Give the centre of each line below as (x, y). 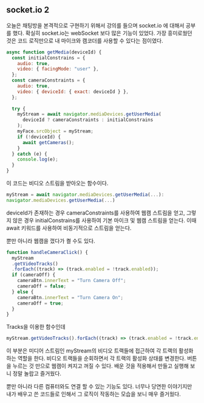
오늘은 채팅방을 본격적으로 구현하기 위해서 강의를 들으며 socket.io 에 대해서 (95, 25)
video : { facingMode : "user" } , (58, 69)
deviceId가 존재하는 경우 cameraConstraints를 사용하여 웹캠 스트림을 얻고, (96, 213)
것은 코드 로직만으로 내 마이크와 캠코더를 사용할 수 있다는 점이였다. (85, 40)
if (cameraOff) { (34, 275)
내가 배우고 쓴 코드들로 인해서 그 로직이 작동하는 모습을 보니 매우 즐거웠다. (93, 394)
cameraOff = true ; (40, 303)
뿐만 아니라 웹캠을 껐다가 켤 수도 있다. (51, 241)
